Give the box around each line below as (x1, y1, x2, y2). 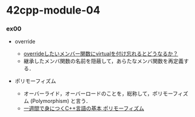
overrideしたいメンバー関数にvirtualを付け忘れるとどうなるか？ (23, 50, 178, 57)
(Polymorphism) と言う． (30, 97, 92, 105)
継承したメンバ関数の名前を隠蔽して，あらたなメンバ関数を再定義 (23, 57, 184, 65)
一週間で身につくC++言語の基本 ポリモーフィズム (23, 105, 145, 112)
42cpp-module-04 (6, 4, 100, 17)
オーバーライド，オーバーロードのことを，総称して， (23, 90, 152, 97)
